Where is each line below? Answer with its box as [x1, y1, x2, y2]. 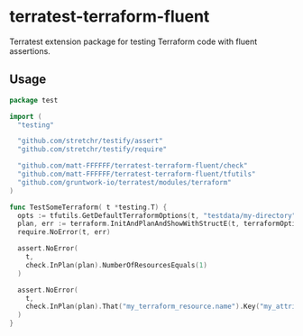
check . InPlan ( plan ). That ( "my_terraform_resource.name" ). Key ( [25, 302, 260, 312]
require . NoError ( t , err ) [17, 228, 111, 237]
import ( [9, 112, 42, 121]
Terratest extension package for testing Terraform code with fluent [9, 36, 258, 47]
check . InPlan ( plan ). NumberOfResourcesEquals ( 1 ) [25, 260, 207, 269]
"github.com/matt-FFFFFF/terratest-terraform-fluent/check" [17, 161, 248, 170]
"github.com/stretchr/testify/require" [17, 145, 168, 154]
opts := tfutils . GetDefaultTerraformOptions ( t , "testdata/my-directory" [17, 211, 297, 220]
